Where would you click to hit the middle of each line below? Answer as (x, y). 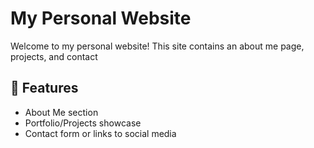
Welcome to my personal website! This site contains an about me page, (157, 46)
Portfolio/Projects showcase (83, 123)
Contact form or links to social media (100, 133)
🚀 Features (44, 88)
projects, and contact (54, 56)
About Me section (61, 112)
